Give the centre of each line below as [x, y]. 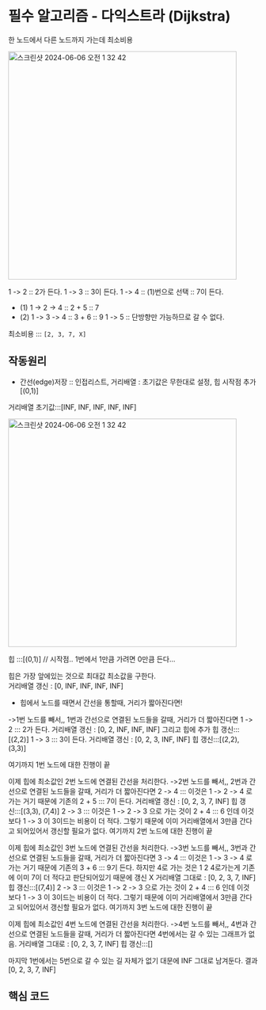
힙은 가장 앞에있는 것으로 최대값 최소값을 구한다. [82, 676]
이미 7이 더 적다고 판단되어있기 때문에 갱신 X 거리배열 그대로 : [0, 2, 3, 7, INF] [136, 877]
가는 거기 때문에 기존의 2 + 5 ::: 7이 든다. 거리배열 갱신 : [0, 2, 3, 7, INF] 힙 [123, 801]
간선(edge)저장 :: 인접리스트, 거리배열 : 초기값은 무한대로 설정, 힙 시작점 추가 [138, 382]
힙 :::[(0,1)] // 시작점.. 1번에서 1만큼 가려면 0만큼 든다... [92, 659]
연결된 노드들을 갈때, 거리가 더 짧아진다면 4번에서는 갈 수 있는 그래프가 [138, 934]
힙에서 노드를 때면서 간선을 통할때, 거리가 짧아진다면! [101, 703]
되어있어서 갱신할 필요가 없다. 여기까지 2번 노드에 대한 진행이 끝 [114, 831]
